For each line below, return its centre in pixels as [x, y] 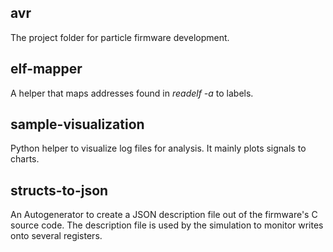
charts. [25, 159]
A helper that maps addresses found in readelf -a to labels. [132, 93]
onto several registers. [56, 236]
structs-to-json [59, 190]
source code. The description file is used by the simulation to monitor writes [167, 225]
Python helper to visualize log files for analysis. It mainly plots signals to [158, 148]
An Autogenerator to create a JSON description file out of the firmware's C [164, 215]
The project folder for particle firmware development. [120, 37]
